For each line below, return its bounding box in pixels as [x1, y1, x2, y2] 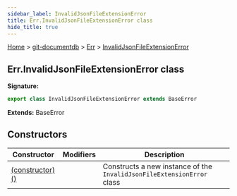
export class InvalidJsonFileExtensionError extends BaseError [7, 96, 197, 103]
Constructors [7, 128, 68, 141]
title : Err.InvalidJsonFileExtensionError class [7, 17, 153, 24]
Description [144, 149, 185, 159]
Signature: [7, 82, 39, 90]
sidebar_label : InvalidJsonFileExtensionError [7, 10, 147, 18]
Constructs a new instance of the [102, 161, 213, 171]
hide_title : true [7, 23, 59, 30]
